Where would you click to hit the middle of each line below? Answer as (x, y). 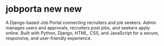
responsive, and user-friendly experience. (49, 38)
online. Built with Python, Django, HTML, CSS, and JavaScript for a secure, (82, 33)
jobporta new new (44, 9)
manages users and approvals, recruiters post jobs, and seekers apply (78, 27)
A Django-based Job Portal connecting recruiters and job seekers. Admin (81, 23)
